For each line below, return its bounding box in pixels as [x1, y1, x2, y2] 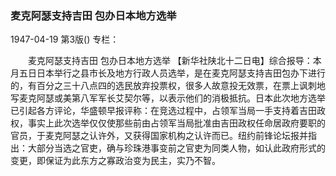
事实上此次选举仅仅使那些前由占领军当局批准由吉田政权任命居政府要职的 [27, 117, 326, 129]
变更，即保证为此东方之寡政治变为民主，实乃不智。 [10, 155, 221, 167]
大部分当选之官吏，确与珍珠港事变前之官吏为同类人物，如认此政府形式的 [27, 142, 326, 154]
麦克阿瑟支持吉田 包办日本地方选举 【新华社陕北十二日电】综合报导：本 [27, 55, 322, 67]
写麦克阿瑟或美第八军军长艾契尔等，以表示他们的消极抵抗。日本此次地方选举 [10, 92, 326, 104]
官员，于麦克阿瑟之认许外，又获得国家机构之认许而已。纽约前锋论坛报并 [10, 130, 308, 142]
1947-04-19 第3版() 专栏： [10, 33, 120, 46]
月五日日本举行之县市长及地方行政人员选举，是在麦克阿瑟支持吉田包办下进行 [10, 67, 326, 79]
